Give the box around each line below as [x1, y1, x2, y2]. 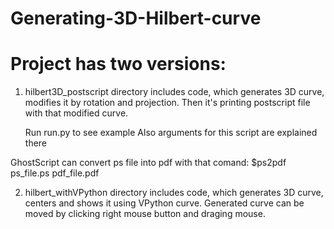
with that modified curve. [24, 107, 129, 119]
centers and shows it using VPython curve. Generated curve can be [24, 197, 305, 209]
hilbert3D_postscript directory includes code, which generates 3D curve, [24, 86, 325, 98]
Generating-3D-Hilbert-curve [10, 7, 262, 30]
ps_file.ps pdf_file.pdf [10, 167, 100, 179]
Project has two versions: [10, 53, 227, 76]
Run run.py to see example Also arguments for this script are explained [24, 127, 318, 139]
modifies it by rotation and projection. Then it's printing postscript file [24, 97, 311, 109]
